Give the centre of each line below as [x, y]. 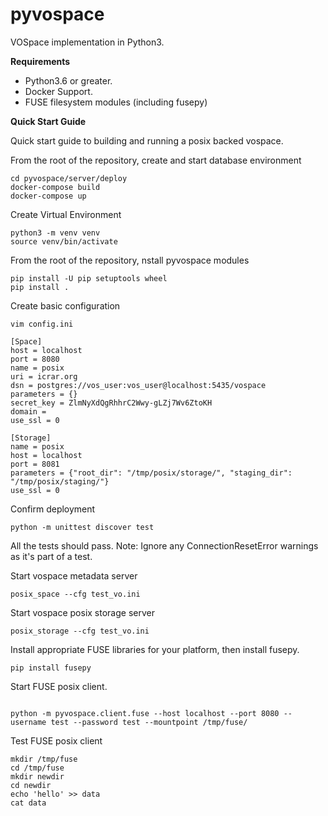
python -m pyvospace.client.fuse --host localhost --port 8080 [145, 713]
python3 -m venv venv [55, 233]
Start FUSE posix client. [59, 686]
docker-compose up [48, 196]
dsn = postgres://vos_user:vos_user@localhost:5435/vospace [138, 385]
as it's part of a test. [51, 556]
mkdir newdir [37, 776]
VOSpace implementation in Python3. [87, 42]
